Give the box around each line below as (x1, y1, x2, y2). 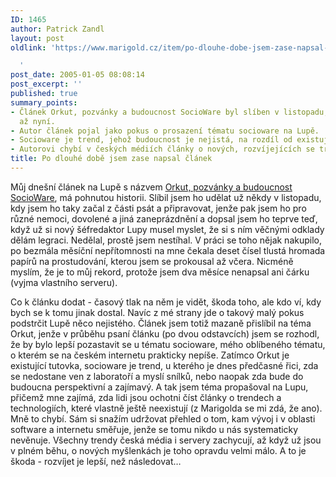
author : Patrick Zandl (10, 24, 105, 34)
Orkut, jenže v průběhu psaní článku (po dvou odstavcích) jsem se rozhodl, (10, 327, 320, 340)
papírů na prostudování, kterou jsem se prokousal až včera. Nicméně (10, 255, 294, 267)
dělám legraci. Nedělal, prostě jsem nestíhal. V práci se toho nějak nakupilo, (10, 234, 322, 246)
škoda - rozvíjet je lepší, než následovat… (10, 455, 182, 467)
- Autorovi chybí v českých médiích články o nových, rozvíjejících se (10, 144, 315, 155)
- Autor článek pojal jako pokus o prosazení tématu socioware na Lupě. (10, 126, 320, 136)
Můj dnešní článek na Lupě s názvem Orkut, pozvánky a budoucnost (10, 181, 293, 193)
